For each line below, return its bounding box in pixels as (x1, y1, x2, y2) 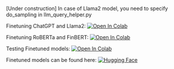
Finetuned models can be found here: (6, 57, 97, 63)
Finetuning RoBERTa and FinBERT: (6, 34, 89, 40)
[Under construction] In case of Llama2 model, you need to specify (6, 5, 168, 12)
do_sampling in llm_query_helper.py (6, 11, 92, 18)
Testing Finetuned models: (6, 45, 70, 52)
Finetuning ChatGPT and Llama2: (6, 23, 86, 29)
